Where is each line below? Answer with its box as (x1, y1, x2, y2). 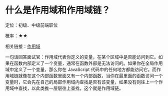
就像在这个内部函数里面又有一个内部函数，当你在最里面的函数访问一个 (18, 72, 163, 78)
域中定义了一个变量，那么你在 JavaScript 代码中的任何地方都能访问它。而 (5, 66, 157, 72)
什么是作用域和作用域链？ (5, 4, 111, 16)
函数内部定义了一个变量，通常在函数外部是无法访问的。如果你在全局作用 (13, 60, 163, 66)
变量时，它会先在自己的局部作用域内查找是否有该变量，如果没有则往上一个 (5, 78, 158, 85)
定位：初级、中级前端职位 (5, 22, 58, 28)
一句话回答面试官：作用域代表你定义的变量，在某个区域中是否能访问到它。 (5, 53, 158, 60)
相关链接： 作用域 (5, 43, 40, 49)
